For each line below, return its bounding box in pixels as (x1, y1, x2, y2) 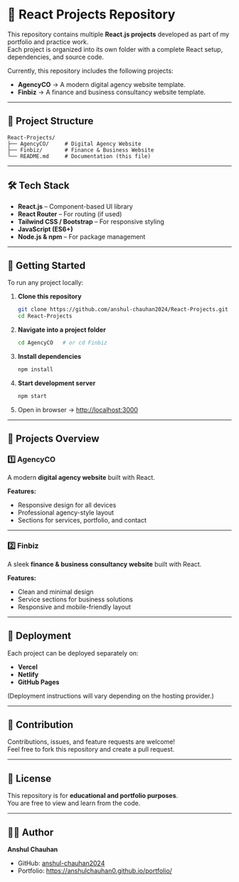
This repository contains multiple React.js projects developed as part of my (7, 30, 230, 38)
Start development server (17, 379, 96, 387)
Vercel (17, 662, 38, 671)
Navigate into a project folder (17, 325, 107, 334)
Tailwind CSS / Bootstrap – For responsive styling (17, 217, 165, 226)
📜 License (7, 772, 52, 784)
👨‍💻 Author (7, 826, 54, 839)
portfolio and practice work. (7, 37, 89, 46)
